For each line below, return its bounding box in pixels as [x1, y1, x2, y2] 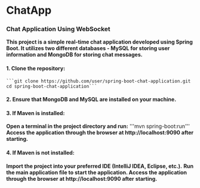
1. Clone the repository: [6, 65, 66, 72]
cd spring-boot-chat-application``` [6, 83, 97, 90]
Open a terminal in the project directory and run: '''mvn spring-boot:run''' [6, 123, 190, 130]
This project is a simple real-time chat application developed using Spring [6, 38, 193, 45]
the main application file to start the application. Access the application [6, 168, 187, 176]
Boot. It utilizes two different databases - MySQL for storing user [6, 45, 170, 52]
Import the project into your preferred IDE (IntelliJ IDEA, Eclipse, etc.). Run [6, 162, 194, 169]
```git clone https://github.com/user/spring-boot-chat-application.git [6, 78, 191, 84]
